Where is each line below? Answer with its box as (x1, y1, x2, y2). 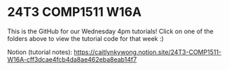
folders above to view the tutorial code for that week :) (7, 34, 165, 42)
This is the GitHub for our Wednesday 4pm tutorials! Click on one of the (7, 27, 214, 35)
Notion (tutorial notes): (7, 48, 73, 56)
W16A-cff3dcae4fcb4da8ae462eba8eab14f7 (7, 55, 137, 63)
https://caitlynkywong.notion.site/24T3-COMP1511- (74, 48, 222, 56)
